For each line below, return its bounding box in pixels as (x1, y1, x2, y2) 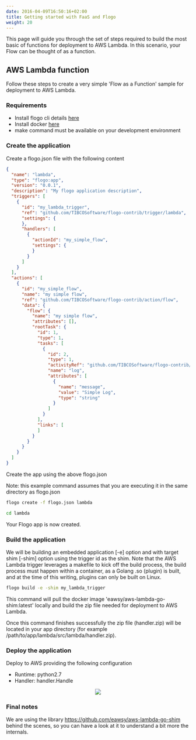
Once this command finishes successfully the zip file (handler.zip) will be (6, 619, 181, 626)
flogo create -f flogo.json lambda (6, 499, 93, 505)
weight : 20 (6, 19, 33, 25)
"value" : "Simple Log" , (58, 389, 116, 395)
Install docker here (14, 121, 60, 128)
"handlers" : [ (21, 226, 57, 232)
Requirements (6, 101, 47, 109)
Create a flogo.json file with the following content (6, 155, 124, 162)
